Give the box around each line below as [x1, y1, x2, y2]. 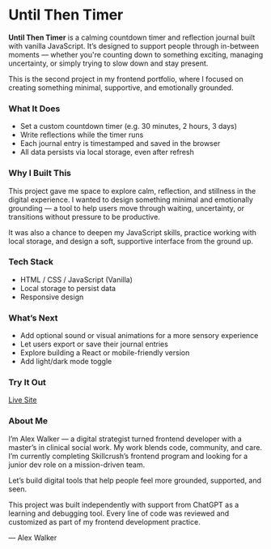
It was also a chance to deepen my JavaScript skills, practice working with [8, 227, 257, 237]
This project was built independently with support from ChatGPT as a [8, 500, 239, 509]
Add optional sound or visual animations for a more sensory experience [19, 331, 259, 341]
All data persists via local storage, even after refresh [19, 148, 194, 157]
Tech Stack [8, 256, 54, 268]
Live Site [8, 395, 37, 405]
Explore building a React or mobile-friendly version [19, 348, 190, 358]
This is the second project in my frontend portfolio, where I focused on [8, 74, 244, 84]
